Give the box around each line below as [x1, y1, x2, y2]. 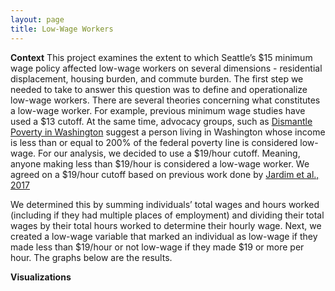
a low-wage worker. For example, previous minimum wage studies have [10, 104, 306, 116]
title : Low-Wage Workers [10, 24, 114, 34]
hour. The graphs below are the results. [10, 251, 173, 263]
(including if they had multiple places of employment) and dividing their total [10, 209, 325, 221]
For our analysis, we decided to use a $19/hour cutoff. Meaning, [38, 147, 301, 159]
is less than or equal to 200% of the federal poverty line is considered [10, 136, 298, 148]
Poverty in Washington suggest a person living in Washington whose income [10, 126, 326, 138]
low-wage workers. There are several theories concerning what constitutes [10, 94, 321, 106]
